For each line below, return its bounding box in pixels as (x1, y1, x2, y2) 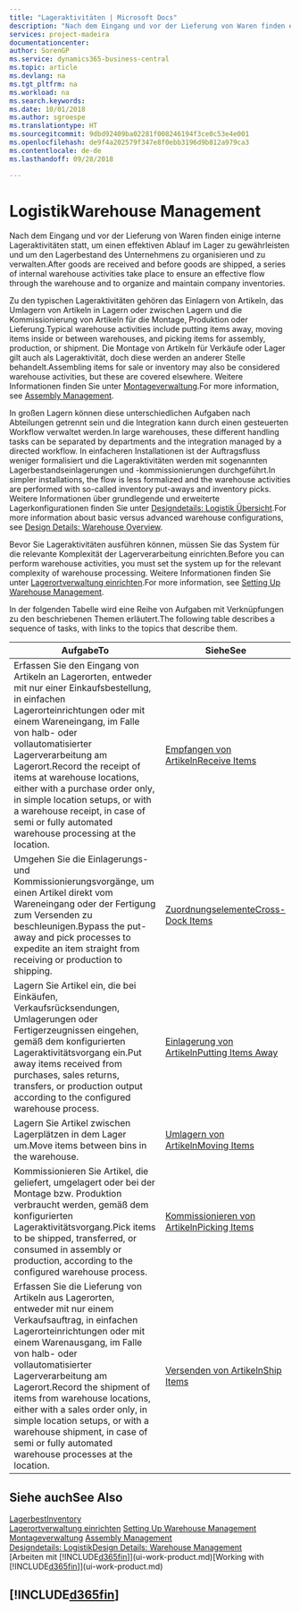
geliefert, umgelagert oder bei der (13, 1176, 156, 1189)
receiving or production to (13, 954, 123, 967)
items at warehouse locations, (13, 771, 139, 784)
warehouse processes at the (13, 1448, 133, 1461)
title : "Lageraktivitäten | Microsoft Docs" (9, 13, 178, 22)
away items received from (13, 1058, 122, 1070)
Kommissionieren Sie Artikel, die (13, 1165, 149, 1178)
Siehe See (204, 644, 247, 657)
